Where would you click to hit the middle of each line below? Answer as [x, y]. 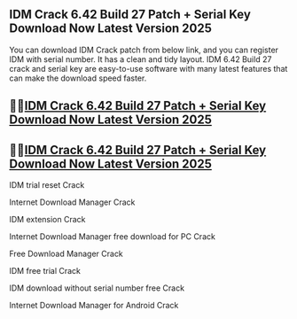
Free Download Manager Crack [66, 254]
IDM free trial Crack [45, 271]
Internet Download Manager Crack [72, 202]
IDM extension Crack [47, 220]
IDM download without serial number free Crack [97, 288]
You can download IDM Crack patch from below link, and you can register [144, 50]
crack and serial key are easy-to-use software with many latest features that [148, 68]
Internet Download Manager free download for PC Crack [112, 237]
